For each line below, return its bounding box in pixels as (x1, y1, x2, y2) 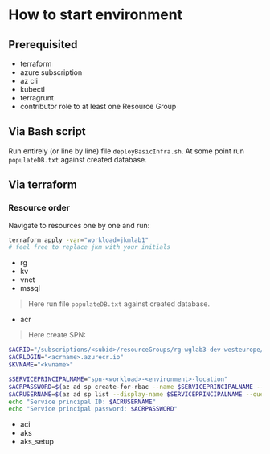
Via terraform (8, 178, 78, 192)
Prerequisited (8, 38, 78, 51)
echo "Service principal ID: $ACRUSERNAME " (8, 398, 157, 406)
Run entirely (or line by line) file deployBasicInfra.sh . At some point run (8, 146, 245, 156)
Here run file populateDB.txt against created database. (27, 299, 211, 309)
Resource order (8, 202, 71, 214)
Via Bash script (8, 125, 86, 138)
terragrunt (19, 93, 55, 102)
